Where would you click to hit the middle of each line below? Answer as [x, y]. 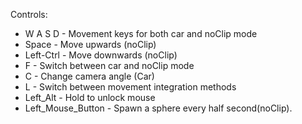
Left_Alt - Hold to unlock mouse [90, 97]
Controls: [29, 14]
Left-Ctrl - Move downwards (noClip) [101, 55]
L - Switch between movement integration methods [130, 87]
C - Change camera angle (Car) [89, 76]
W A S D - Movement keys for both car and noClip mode [141, 33]
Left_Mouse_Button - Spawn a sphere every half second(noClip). [158, 108]
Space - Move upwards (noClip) [90, 44]
